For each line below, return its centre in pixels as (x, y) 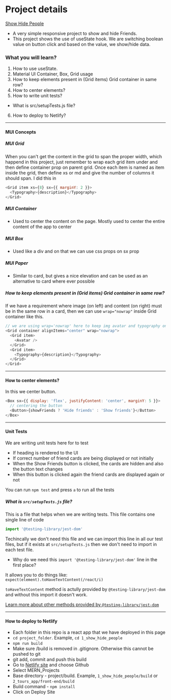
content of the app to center (42, 227)
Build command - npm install (44, 687)
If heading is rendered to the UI (45, 453)
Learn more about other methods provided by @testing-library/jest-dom (82, 604)
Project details (36, 9)
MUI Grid (15, 143)
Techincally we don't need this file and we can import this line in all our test (84, 539)
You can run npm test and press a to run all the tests (60, 490)
